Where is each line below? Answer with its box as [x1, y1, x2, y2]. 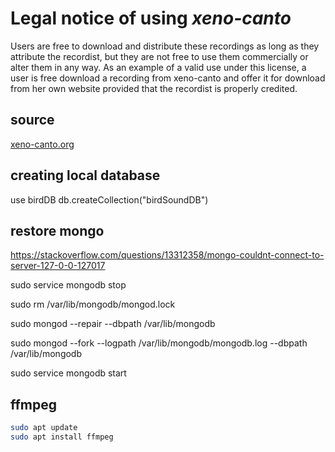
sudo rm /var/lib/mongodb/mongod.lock [10, 298, 176, 311]
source [10, 112, 55, 129]
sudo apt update [10, 423, 78, 433]
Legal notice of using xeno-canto [10, 7, 292, 30]
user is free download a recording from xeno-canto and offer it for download [10, 72, 326, 84]
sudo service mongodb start [10, 367, 127, 379]
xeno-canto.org [10, 138, 75, 150]
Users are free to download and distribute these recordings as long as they [10, 40, 320, 52]
